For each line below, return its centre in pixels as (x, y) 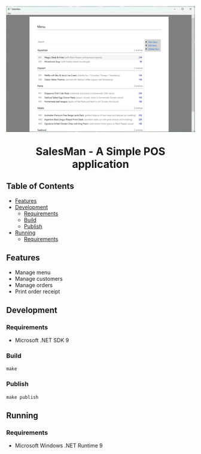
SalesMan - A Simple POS (100, 151)
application (100, 164)
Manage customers (39, 278)
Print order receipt (37, 291)
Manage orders (33, 285)
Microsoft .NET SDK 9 (42, 340)
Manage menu (33, 272)
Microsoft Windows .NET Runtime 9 (59, 446)
